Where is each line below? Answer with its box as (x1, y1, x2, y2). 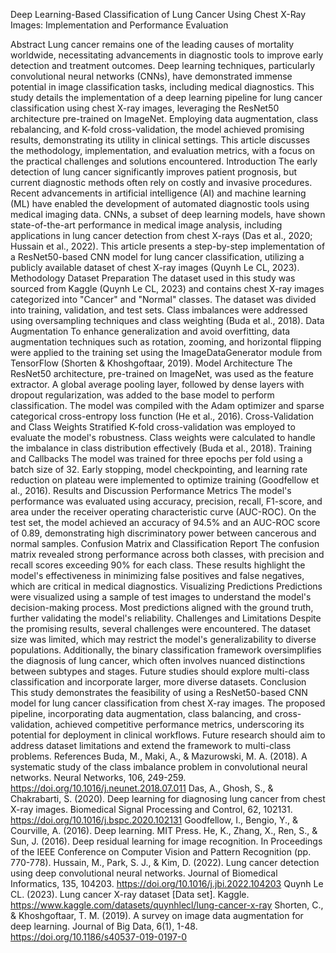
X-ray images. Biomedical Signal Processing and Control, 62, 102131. (10, 804, 293, 815)
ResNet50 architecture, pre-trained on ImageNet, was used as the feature (10, 368, 314, 379)
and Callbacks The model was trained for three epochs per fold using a (10, 453, 303, 464)
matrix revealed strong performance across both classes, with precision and (10, 549, 325, 560)
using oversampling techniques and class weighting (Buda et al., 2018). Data (10, 315, 325, 326)
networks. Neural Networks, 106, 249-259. (10, 772, 187, 783)
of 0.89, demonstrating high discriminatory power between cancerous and (10, 527, 317, 539)
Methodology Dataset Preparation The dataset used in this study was (10, 272, 296, 284)
